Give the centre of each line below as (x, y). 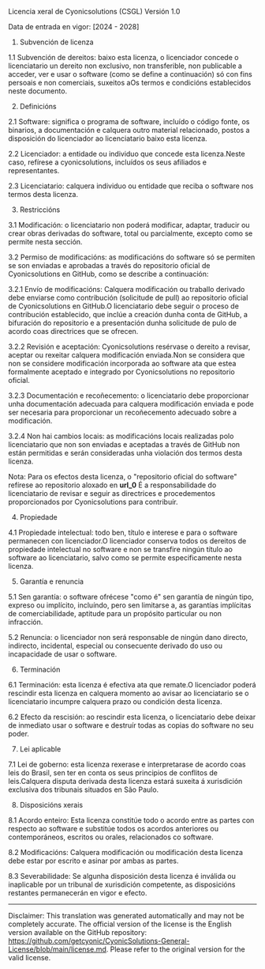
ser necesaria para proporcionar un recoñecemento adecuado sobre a (123, 412)
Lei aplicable (40, 749)
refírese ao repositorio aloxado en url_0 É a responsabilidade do (112, 485)
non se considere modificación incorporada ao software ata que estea (122, 363)
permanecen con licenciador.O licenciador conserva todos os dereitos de (127, 541)
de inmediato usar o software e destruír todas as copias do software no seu (131, 725)
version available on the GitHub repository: (78, 932)
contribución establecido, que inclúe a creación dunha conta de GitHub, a (128, 314)
